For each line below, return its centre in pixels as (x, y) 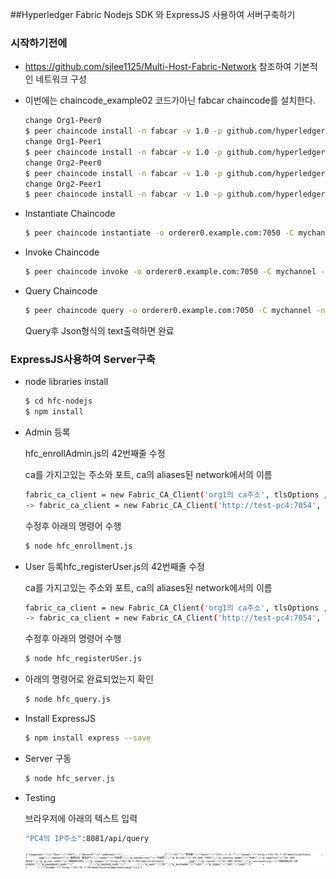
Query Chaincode (61, 291)
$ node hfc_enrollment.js (78, 546)
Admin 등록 (47, 432)
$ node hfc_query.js (67, 699)
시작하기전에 (39, 43)
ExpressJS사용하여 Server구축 (83, 359)
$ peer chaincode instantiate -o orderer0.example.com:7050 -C (159, 233)
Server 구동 (48, 758)
